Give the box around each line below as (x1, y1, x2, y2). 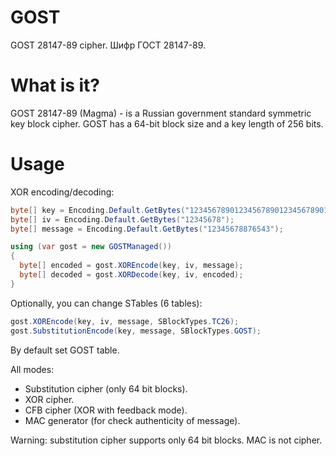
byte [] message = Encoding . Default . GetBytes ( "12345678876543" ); (10, 224, 284, 234)
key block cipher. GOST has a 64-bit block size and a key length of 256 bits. (10, 117, 324, 130)
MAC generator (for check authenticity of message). (24, 414, 241, 426)
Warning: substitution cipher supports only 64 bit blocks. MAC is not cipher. (10, 434, 323, 446)
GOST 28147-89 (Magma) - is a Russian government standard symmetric (10, 107, 312, 119)
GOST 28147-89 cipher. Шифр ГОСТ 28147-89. (10, 39, 207, 51)
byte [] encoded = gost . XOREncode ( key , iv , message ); (19, 261, 244, 271)
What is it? (10, 74, 101, 97)
